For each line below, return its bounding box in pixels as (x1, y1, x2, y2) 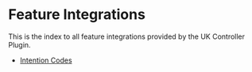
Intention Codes (19, 55, 73, 65)
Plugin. (8, 40, 31, 49)
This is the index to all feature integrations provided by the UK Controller (8, 32, 245, 41)
